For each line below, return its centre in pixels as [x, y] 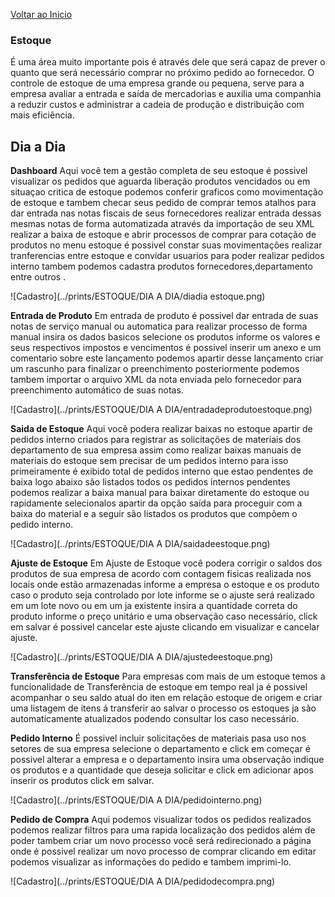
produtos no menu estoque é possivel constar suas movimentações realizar [166, 245]
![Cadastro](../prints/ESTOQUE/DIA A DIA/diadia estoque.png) [138, 296]
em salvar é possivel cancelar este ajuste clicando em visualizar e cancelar [165, 627]
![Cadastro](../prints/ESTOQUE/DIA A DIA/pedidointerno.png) [136, 800]
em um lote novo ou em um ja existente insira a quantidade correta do [154, 606]
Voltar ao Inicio [41, 14]
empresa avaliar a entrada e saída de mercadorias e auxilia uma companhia [166, 94]
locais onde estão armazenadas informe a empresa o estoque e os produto [165, 585]
